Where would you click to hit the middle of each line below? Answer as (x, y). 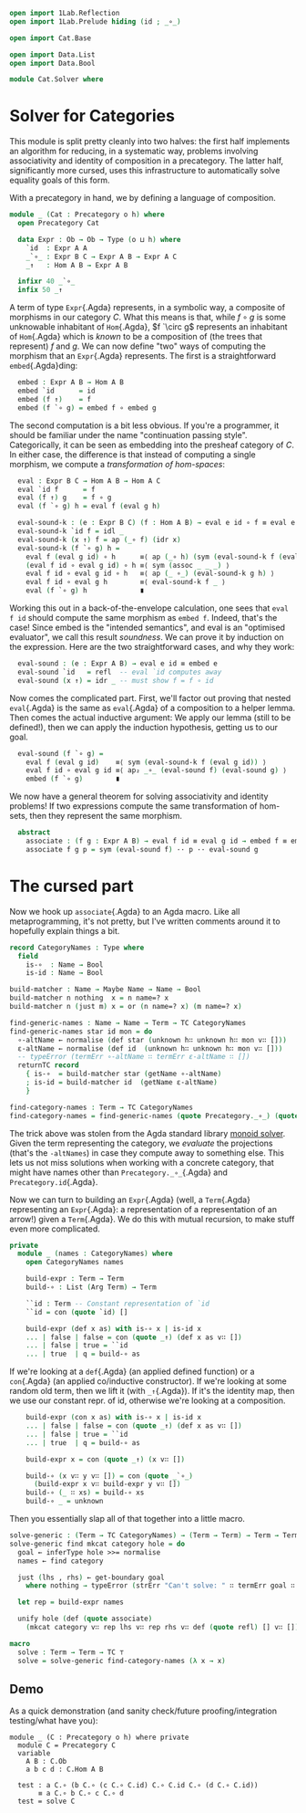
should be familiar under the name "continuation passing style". (128, 435)
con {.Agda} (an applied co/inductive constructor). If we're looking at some (148, 1381)
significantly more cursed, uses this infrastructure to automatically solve (145, 171)
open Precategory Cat (59, 224)
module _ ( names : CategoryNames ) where (95, 1254)
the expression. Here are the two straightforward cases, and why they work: (152, 647)
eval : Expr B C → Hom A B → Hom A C (89, 481)
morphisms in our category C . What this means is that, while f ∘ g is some (148, 317)
